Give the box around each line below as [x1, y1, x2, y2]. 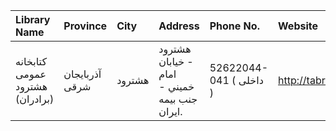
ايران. [158, 105, 183, 118]
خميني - [158, 80, 195, 93]
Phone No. [209, 19, 260, 33]
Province [63, 19, 108, 33]
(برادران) [15, 92, 55, 106]
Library [15, 13, 51, 26]
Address [158, 19, 200, 33]
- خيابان [158, 55, 194, 68]
